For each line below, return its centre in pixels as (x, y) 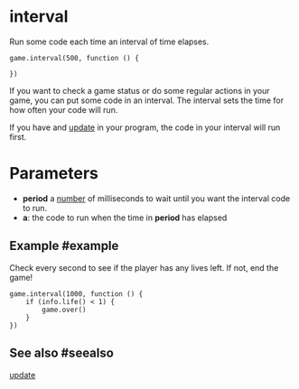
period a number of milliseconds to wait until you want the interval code (156, 198)
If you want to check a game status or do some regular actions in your (140, 90)
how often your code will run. (64, 109)
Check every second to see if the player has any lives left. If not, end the (144, 267)
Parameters (54, 174)
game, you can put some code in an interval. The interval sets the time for (147, 100)
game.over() (65, 310)
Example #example (64, 246)
